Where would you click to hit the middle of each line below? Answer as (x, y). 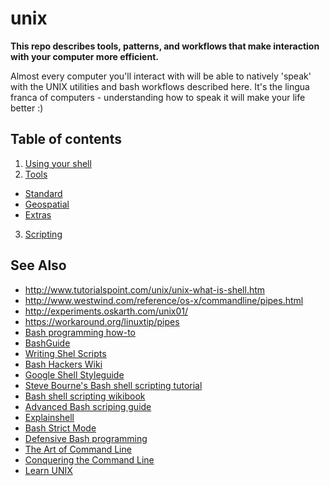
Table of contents (66, 139)
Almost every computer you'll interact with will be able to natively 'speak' (161, 76)
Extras (38, 214)
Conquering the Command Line (89, 459)
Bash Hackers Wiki (63, 364)
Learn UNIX (48, 470)
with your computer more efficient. (84, 56)
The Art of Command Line (78, 449)
